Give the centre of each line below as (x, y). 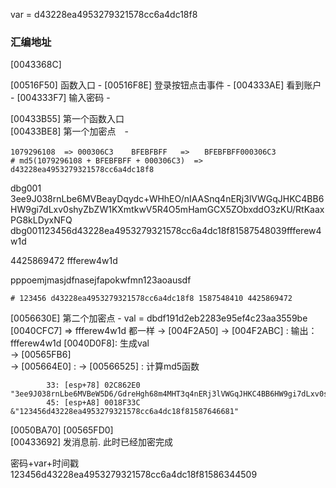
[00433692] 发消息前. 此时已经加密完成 (92, 442)
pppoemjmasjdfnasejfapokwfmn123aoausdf (101, 280)
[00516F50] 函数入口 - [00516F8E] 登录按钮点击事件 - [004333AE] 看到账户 (166, 85)
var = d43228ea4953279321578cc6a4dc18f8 (104, 14)
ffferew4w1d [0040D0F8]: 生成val (80, 343)
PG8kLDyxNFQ (41, 220)
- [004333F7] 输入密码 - (60, 98)
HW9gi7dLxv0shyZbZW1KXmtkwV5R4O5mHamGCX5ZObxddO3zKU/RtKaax (167, 210)
